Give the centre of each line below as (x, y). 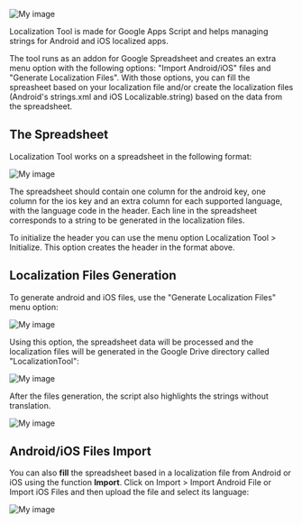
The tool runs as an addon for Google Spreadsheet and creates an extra (143, 58)
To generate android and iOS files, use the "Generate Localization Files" (143, 297)
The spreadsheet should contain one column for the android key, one (137, 191)
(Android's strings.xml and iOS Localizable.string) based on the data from (146, 97)
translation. (30, 405)
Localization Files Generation (93, 276)
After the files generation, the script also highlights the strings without (139, 396)
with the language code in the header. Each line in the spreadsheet (133, 210)
